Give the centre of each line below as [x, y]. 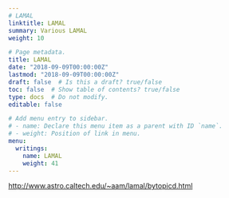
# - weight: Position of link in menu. [75, 134]
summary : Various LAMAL [48, 30]
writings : [32, 148]
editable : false [35, 105]
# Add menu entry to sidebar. [59, 119]
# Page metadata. [37, 53]
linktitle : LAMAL [37, 23]
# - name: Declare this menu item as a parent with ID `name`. [116, 126]
